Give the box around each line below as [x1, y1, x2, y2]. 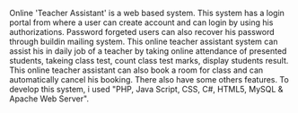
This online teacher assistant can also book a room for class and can [9, 65, 264, 75]
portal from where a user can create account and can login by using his [9, 17, 274, 28]
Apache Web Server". [9, 93, 90, 104]
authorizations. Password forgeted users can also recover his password [9, 27, 276, 37]
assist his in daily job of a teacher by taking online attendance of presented [9, 46, 287, 56]
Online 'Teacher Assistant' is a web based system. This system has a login [9, 8, 285, 18]
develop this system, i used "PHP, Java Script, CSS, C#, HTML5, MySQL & [9, 84, 284, 94]
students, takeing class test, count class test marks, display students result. [9, 56, 289, 65]
